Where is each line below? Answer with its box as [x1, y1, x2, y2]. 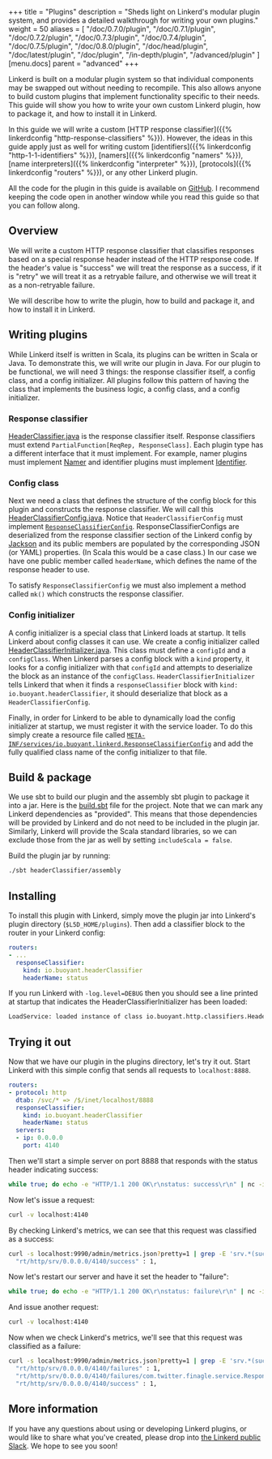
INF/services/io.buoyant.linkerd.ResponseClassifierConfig [8, 740, 212, 748]
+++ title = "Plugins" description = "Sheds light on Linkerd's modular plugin [8, 7, 261, 16]
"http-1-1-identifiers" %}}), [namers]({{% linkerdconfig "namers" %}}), [8, 150, 244, 160]
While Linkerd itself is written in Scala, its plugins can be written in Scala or [8, 349, 258, 359]
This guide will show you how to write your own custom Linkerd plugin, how [8, 101, 261, 110]
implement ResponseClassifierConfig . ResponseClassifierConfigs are [8, 522, 240, 532]
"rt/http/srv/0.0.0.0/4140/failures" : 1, [15, 1365, 161, 1373]
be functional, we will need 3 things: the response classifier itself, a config [8, 367, 256, 377]
